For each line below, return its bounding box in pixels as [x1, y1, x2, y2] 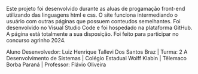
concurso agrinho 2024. [6, 37, 66, 44]
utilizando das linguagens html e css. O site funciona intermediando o [6, 11, 178, 18]
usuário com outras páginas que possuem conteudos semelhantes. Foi [6, 18, 181, 24]
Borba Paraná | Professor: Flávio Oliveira [6, 61, 106, 68]
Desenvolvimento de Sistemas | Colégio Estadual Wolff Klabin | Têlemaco [6, 55, 187, 61]
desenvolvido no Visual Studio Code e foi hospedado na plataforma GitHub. [6, 24, 193, 31]
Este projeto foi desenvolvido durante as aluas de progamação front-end [6, 5, 185, 12]
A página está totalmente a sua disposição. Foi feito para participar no [6, 30, 179, 38]
